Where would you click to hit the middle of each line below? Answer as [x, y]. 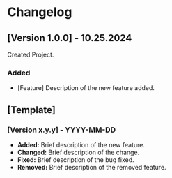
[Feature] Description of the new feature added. [86, 88]
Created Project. [31, 54]
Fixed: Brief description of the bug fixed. [76, 160]
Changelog [40, 12]
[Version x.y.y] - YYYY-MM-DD [62, 130]
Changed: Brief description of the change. [78, 152]
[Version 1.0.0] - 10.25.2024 [70, 38]
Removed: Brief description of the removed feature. [92, 167]
